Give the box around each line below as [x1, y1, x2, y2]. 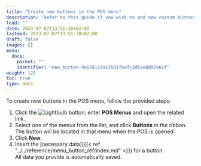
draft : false [6, 36, 39, 42]
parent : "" [17, 59, 44, 64]
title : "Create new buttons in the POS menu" [6, 8, 121, 15]
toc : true [6, 75, 31, 81]
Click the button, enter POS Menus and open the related [14, 109, 184, 116]
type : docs [6, 81, 33, 87]
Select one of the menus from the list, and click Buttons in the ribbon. [14, 122, 187, 128]
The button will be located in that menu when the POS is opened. [14, 128, 175, 135]
